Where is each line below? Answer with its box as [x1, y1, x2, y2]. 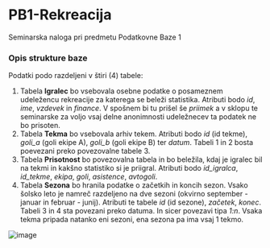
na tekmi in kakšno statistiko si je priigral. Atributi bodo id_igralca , [19, 163, 239, 173]
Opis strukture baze [8, 52, 88, 64]
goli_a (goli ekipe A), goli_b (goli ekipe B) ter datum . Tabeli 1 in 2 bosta [19, 138, 254, 147]
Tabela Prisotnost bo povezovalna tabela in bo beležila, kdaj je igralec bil [19, 155, 263, 164]
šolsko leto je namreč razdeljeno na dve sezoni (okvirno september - [19, 189, 248, 199]
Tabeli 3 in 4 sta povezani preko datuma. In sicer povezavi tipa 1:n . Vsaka [19, 206, 263, 216]
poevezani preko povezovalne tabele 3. [19, 147, 151, 156]
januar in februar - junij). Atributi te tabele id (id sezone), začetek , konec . [19, 197, 262, 207]
